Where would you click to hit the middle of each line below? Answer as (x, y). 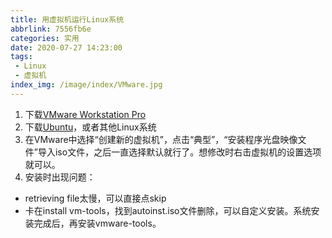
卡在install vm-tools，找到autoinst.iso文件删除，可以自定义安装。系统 (168, 210)
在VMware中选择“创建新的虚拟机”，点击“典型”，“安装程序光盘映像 (161, 139)
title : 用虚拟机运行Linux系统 (67, 19)
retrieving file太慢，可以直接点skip (95, 198)
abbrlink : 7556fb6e (51, 29)
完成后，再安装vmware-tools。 (97, 223)
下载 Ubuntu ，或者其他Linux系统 (90, 127)
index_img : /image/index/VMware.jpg (86, 85)
